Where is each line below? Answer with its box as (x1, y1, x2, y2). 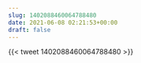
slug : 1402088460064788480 (8, 11, 97, 19)
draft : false (8, 26, 51, 33)
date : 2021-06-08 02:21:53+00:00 (8, 19, 118, 26)
